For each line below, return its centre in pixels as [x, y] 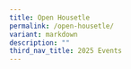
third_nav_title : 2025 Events [66, 51]
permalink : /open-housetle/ [62, 26]
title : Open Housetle [50, 17]
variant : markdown [44, 34]
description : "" [39, 43]
